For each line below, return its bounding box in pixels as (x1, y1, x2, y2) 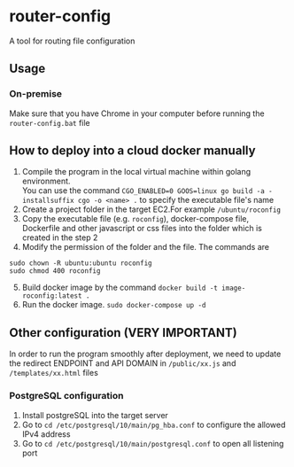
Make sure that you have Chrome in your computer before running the (9, 108, 265, 119)
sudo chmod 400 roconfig (9, 267, 101, 276)
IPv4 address (21, 428, 71, 440)
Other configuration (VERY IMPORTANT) (9, 325, 237, 340)
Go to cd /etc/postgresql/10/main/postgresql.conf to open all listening (21, 438, 284, 448)
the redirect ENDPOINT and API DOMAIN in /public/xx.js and (9, 358, 236, 369)
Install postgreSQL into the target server (21, 409, 168, 420)
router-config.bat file (9, 117, 90, 128)
